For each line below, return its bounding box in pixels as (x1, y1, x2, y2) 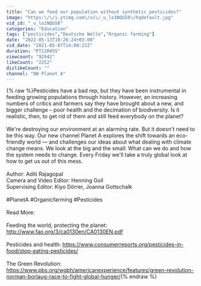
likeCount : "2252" (6, 59, 52, 65)
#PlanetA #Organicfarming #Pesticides (6, 196, 103, 203)
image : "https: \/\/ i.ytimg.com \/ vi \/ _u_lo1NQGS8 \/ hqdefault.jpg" (6, 14, 173, 21)
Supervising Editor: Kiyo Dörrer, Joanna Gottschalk (6, 183, 132, 191)
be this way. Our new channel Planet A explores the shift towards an (6, 132, 175, 139)
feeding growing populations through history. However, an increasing (6, 94, 178, 101)
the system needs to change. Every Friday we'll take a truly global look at (6, 151, 188, 159)
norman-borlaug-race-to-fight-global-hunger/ (6, 273, 121, 281)
